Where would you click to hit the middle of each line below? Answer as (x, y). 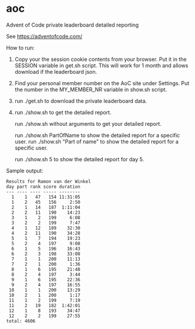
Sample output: (25, 171)
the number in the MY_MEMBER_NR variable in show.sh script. (91, 89)
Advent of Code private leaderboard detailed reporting (72, 25)
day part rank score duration (43, 187)
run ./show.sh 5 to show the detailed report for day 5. (79, 159)
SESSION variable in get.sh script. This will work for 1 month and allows (101, 65)
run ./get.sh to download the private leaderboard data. (81, 101)
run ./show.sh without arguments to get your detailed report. (88, 123)
